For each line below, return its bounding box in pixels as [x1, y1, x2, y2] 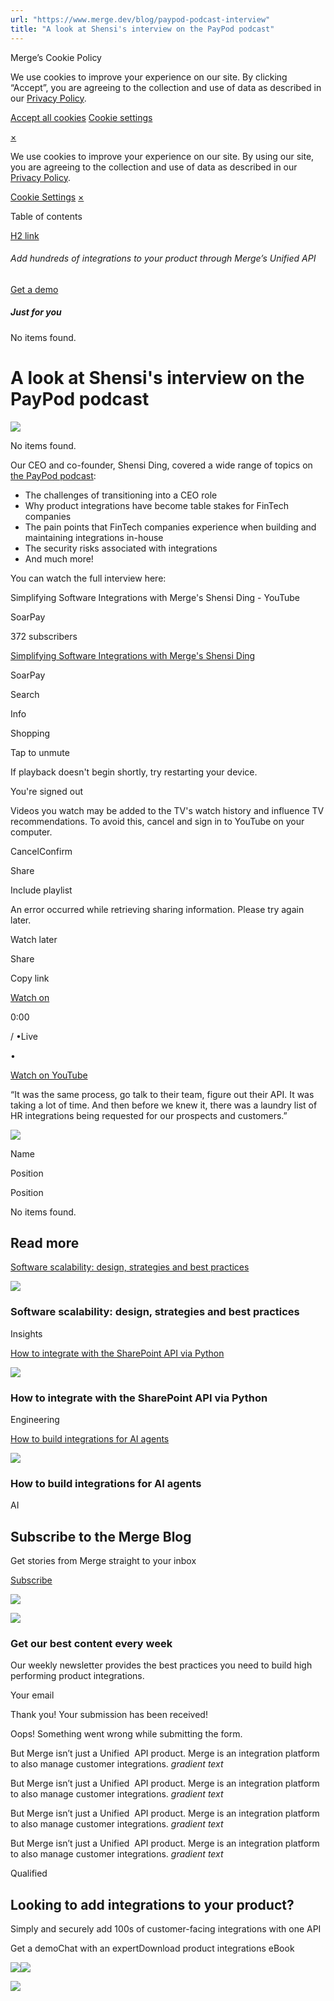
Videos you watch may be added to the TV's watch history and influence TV [10, 804, 325, 816]
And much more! [24, 552, 94, 565]
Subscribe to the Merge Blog [10, 1528, 192, 1545]
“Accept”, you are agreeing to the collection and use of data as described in [10, 81, 322, 93]
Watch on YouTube [10, 1069, 88, 1081]
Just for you [10, 306, 62, 318]
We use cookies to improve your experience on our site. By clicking [10, 71, 288, 83]
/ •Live [10, 1030, 38, 1042]
